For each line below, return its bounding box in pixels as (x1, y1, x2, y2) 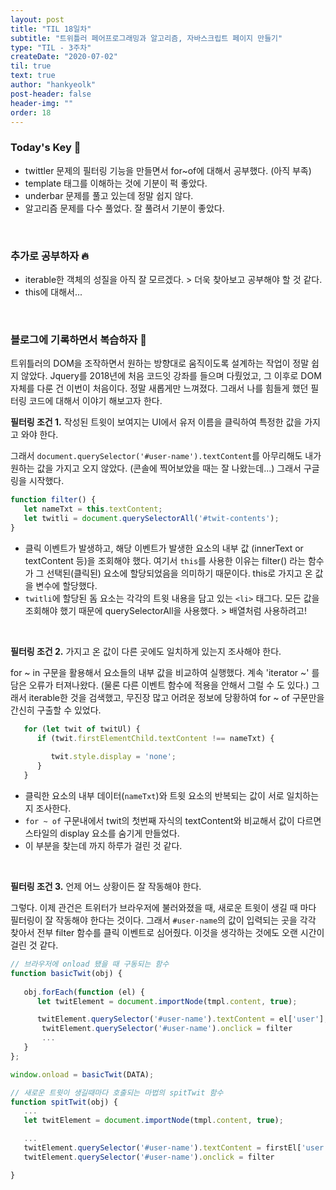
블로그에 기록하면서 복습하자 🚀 (10, 332, 148, 346)
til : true (10, 61, 52, 71)
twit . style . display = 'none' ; (50, 752, 177, 762)
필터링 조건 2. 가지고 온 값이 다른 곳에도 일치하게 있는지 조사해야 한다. (10, 645, 282, 657)
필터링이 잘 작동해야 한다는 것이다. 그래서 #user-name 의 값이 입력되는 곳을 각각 (10, 914, 317, 926)
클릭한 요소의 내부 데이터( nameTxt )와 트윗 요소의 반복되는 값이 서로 (24, 790, 285, 802)
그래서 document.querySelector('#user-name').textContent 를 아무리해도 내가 (10, 450, 322, 462)
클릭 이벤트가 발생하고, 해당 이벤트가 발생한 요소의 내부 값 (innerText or (24, 542, 304, 554)
